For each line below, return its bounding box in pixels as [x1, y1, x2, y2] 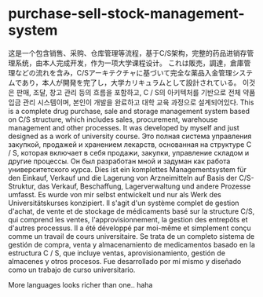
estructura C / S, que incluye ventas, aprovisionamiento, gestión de [8, 248, 226, 258]
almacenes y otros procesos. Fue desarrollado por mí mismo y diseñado [8, 256, 242, 266]
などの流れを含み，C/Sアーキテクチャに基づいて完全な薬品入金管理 [14, 68, 233, 77]
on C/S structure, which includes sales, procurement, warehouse [8, 115, 218, 124]
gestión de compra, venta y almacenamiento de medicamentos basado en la [8, 240, 255, 249]
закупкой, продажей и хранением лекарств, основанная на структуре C [8, 139, 252, 149]
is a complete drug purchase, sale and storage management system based [8, 106, 250, 115]
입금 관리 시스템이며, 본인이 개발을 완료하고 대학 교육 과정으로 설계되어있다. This [8, 97, 254, 107]
